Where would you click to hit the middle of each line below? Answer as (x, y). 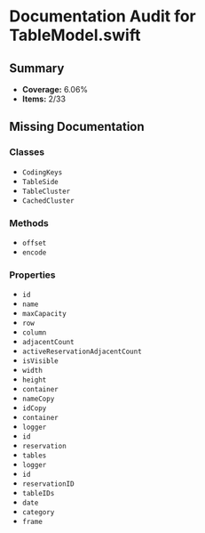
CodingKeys (42, 172)
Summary (37, 68)
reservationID (48, 484)
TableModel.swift (75, 35)
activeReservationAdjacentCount (82, 352)
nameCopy (38, 399)
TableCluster (46, 191)
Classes (27, 152)
